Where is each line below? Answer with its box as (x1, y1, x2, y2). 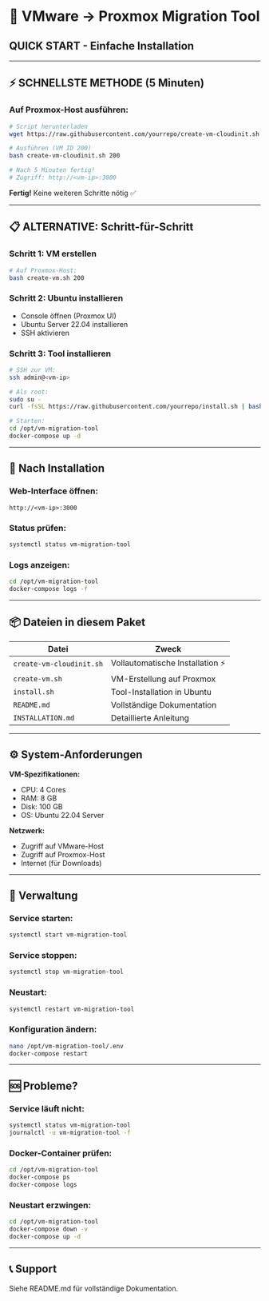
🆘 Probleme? (9, 1079, 78, 1092)
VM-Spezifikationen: (9, 769, 81, 779)
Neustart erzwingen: (9, 1199, 92, 1211)
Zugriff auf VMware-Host (20, 841, 105, 851)
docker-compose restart (9, 1049, 89, 1058)
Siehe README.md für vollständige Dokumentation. (9, 1283, 179, 1293)
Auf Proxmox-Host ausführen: (9, 104, 129, 115)
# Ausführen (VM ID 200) (9, 144, 92, 153)
